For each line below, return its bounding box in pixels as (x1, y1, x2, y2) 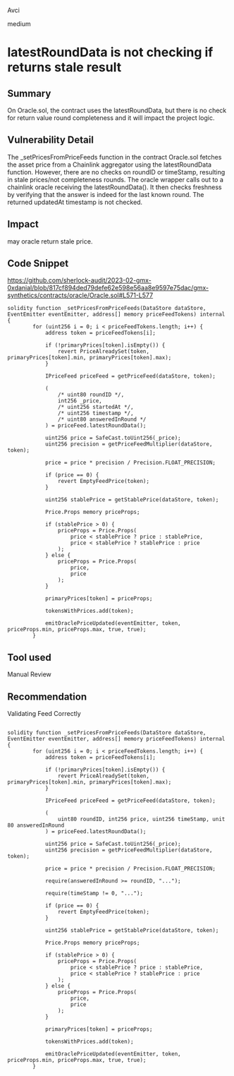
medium (7, 20, 31, 28)
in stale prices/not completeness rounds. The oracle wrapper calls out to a (7, 175, 224, 184)
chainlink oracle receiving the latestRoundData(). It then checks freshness (7, 183, 222, 191)
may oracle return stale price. (7, 237, 93, 246)
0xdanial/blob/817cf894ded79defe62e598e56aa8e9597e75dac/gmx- (7, 284, 209, 292)
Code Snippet (7, 258, 69, 270)
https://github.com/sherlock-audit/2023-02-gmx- (7, 276, 152, 285)
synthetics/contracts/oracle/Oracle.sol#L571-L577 (7, 291, 154, 299)
